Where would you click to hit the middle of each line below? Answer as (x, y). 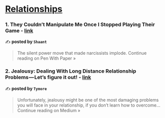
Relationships (34, 9)
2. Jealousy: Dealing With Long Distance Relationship (71, 71)
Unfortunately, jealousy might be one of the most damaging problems (88, 100)
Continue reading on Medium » (49, 110)
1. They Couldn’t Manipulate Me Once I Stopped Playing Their (80, 25)
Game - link (19, 31)
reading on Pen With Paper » (46, 58)
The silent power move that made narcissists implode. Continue (82, 53)
